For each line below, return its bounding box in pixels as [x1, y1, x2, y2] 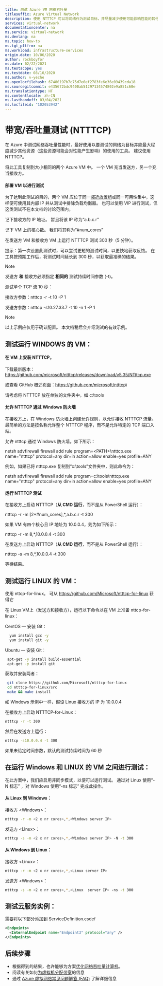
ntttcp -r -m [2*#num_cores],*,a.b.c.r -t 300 [5, 512, 93, 518]
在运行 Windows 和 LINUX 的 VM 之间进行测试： [5, 763, 150, 772]
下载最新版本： [5, 366, 35, 372]
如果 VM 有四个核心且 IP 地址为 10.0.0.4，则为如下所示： [5, 521, 118, 527]
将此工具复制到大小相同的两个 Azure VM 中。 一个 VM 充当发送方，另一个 [5, 164, 153, 170]
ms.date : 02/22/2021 [5, 61, 47, 66]
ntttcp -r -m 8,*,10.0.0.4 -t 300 [5, 531, 65, 537]
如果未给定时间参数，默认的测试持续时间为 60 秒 [5, 747, 102, 753]
